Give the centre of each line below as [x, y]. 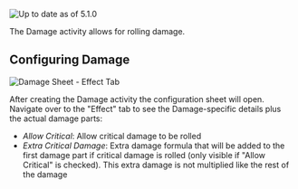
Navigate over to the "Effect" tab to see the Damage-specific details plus [145, 109]
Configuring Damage [70, 60]
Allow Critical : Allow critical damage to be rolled [112, 136]
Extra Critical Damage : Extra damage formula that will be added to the [154, 146]
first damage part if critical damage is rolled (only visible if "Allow [144, 155]
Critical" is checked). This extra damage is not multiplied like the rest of [156, 165]
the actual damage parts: [56, 118]
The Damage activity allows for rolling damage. [97, 31]
